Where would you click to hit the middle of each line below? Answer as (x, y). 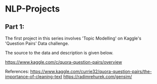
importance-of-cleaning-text (34, 77)
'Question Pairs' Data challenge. (37, 43)
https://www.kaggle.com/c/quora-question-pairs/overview (63, 62)
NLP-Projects (32, 9)
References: (17, 71)
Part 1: (15, 27)
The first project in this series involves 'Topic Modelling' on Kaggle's (73, 38)
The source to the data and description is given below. (59, 53)
